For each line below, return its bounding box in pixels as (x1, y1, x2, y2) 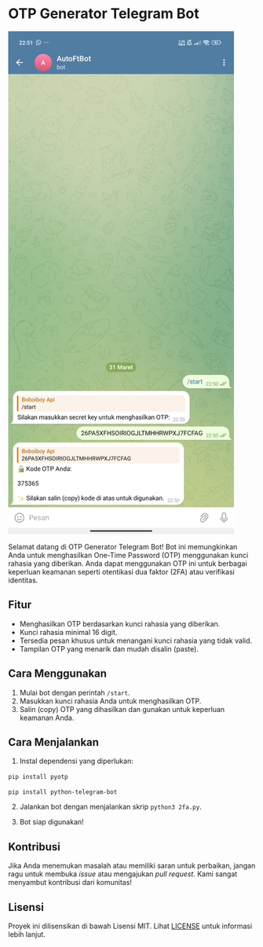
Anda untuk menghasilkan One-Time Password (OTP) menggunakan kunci (8, 550, 249, 560)
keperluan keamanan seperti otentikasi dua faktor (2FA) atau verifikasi (8, 567, 236, 576)
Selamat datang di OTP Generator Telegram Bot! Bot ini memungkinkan (8, 541, 238, 551)
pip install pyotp (8, 773, 68, 781)
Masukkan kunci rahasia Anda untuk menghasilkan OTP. (19, 696, 202, 706)
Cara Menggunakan (8, 667, 108, 681)
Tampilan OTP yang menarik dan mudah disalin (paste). (19, 644, 199, 653)
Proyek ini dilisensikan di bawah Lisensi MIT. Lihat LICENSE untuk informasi (8, 921, 253, 930)
